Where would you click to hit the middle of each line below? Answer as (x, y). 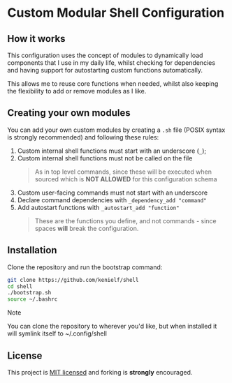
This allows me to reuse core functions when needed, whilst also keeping (113, 84)
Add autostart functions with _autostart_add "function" (98, 207)
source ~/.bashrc (32, 299)
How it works (36, 39)
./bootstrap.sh (29, 293)
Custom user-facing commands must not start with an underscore (113, 193)
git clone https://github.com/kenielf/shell (73, 280)
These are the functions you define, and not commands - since (125, 220)
